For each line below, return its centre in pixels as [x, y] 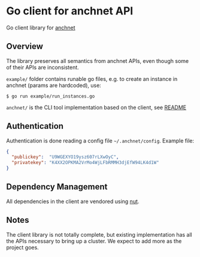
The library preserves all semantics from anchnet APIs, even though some [98, 61]
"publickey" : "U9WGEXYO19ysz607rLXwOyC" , [65, 157]
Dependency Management [57, 187]
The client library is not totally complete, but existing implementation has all [99, 234]
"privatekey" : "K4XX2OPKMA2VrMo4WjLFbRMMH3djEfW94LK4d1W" [86, 163]
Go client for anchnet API [70, 11]
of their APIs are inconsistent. [43, 67]
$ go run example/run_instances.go [51, 96]
